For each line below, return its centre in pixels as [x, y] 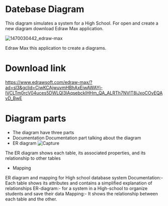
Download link [36, 68]
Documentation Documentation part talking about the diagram [77, 138]
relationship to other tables [33, 158]
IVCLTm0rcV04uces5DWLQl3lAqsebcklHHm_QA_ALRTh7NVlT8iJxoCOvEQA [84, 93]
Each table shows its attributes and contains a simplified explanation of [79, 183]
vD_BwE [14, 98]
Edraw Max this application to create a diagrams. [56, 48]
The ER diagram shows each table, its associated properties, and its [75, 153]
